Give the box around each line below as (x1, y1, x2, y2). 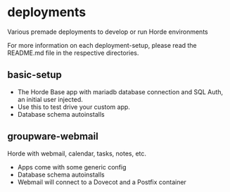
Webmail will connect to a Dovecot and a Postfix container (17, 177, 186, 186)
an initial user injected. (17, 95, 83, 103)
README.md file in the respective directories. (7, 49, 139, 57)
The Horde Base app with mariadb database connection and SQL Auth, (17, 87, 224, 96)
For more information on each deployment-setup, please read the (7, 41, 197, 49)
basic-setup (7, 69, 62, 81)
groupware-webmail (7, 131, 98, 143)
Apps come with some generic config (17, 162, 127, 171)
